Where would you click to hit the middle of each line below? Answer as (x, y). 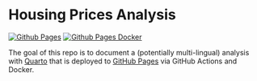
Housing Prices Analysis (92, 15)
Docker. (21, 69)
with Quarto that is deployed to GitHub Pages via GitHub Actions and (123, 61)
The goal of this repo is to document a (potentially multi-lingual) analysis (129, 52)
